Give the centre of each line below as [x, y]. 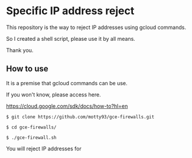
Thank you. [20, 50]
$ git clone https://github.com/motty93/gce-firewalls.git [80, 117]
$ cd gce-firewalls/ [32, 127]
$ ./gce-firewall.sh [32, 137]
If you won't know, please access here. [54, 94]
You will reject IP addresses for [44, 149]
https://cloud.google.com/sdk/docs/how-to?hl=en [67, 106]
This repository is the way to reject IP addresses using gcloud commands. [96, 27]
